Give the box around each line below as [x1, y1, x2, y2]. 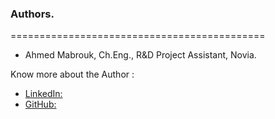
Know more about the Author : [10, 68, 135, 81]
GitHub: [24, 98, 57, 111]
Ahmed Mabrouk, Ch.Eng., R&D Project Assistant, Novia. [24, 49, 257, 61]
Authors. [10, 7, 55, 21]
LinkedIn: [24, 88, 63, 100]
